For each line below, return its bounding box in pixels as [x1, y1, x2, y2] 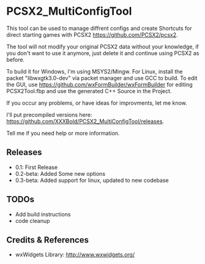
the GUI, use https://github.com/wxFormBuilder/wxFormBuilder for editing [6, 81, 193, 88]
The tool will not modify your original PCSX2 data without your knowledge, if [6, 43, 199, 50]
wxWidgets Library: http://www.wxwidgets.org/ [15, 251, 135, 258]
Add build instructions [15, 210, 71, 218]
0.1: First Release [15, 164, 58, 171]
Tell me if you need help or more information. [6, 129, 120, 137]
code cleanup [15, 217, 50, 224]
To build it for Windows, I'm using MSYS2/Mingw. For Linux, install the [6, 67, 183, 75]
